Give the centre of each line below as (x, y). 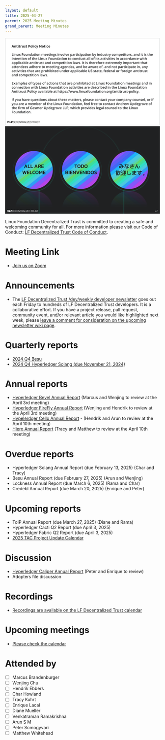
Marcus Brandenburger (36, 677)
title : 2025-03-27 (24, 16)
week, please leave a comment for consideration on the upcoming (79, 320)
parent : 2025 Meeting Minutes (36, 21)
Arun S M (22, 722)
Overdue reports (40, 454)
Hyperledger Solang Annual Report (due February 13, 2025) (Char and (83, 468)
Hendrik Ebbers (28, 689)
